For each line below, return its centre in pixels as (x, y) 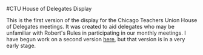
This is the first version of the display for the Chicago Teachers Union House (102, 20)
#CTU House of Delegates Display (49, 9)
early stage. (21, 45)
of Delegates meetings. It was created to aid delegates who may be (90, 27)
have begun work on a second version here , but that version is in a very (96, 39)
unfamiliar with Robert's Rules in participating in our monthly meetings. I (96, 33)
